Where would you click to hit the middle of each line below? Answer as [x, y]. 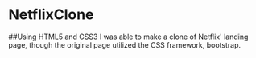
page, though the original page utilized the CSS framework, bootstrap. [125, 44]
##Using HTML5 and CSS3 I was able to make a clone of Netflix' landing [128, 37]
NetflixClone [51, 15]
